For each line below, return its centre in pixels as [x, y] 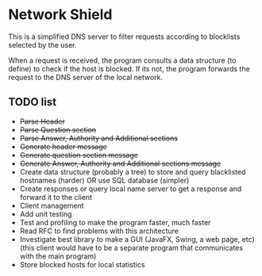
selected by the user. [42, 44]
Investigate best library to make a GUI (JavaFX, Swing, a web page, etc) [137, 239]
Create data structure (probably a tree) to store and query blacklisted [133, 171]
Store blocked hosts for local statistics [82, 264]
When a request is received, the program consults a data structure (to [122, 60]
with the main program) [58, 256]
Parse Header [42, 121]
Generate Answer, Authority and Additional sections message [120, 163]
